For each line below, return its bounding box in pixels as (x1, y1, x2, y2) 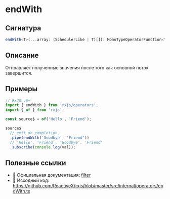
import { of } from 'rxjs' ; (5, 107, 65, 112)
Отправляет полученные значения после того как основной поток (5, 64, 149, 70)
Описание (5, 51, 39, 60)
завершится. (5, 70, 33, 76)
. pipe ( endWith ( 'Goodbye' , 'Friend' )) (10, 135, 90, 140)
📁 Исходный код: (12, 177, 50, 183)
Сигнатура (5, 24, 41, 32)
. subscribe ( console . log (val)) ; (10, 144, 76, 150)
